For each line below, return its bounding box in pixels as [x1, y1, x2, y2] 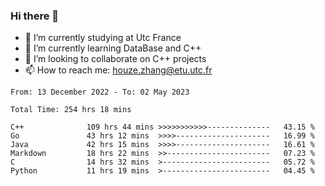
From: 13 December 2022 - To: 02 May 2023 [10, 87, 190, 98]
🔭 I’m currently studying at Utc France [24, 32, 182, 44]
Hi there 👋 [10, 9, 60, 23]
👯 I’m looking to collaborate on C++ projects [24, 53, 207, 65]
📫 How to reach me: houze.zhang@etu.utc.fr [24, 64, 213, 76]
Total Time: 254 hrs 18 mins [10, 105, 132, 115]
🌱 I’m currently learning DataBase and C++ [24, 42, 202, 54]
